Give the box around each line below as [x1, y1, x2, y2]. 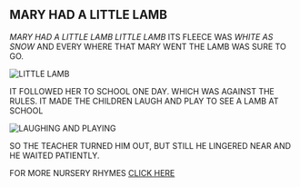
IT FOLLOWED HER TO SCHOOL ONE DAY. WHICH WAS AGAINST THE [9, 85, 275, 96]
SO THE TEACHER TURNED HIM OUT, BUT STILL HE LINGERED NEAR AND [9, 140, 292, 151]
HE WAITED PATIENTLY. [9, 150, 100, 161]
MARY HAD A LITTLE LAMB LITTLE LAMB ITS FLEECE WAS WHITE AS [9, 31, 274, 42]
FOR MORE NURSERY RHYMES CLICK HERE [9, 167, 175, 178]
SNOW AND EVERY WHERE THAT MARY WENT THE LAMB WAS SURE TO [9, 41, 286, 52]
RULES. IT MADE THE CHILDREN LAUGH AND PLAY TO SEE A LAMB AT [9, 95, 279, 106]
